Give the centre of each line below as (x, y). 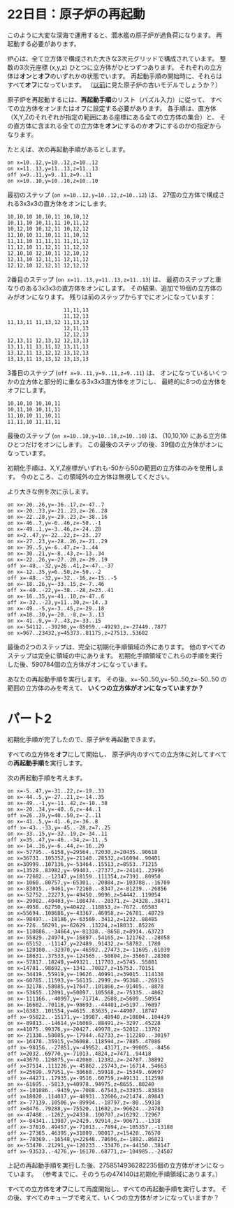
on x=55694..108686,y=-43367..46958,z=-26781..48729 (86, 913)
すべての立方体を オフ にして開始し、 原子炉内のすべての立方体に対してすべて (117, 754)
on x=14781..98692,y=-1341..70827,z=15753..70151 (81, 968)
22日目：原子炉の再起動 (76, 14)
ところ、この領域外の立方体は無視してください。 (103, 476)
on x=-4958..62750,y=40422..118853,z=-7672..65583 (82, 907)
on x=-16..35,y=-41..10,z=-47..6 (56, 596)
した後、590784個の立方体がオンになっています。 (79, 664)
